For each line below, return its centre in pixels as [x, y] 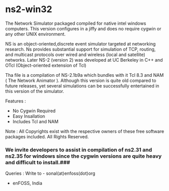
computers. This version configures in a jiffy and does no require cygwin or [83, 28]
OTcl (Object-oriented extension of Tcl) [46, 65]
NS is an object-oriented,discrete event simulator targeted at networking [80, 43]
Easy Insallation [29, 116]
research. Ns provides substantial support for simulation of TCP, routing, [80, 49]
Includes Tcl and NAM [36, 121]
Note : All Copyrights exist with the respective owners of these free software [85, 131]
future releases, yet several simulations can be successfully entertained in [82, 86]
